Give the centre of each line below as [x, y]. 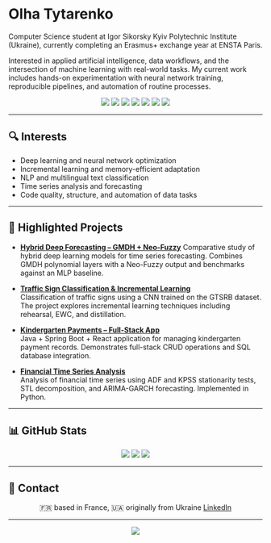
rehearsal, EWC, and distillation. [73, 314]
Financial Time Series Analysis [73, 371]
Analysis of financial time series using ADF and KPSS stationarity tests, [138, 379]
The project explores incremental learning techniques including [125, 305]
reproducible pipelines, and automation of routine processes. [110, 86]
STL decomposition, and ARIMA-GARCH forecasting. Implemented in [134, 388]
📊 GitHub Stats [48, 430]
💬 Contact [34, 488]
